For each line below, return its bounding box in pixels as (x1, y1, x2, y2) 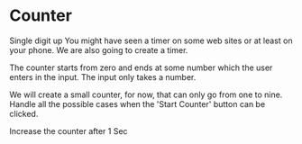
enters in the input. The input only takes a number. (9, 71, 197, 82)
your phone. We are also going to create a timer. (9, 44, 188, 55)
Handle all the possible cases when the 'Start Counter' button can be (9, 98, 266, 109)
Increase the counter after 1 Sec (9, 125, 128, 136)
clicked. (9, 108, 39, 119)
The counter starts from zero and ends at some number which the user (9, 62, 273, 73)
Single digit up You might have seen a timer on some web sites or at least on (9, 35, 293, 46)
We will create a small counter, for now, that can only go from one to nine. (9, 89, 283, 100)
